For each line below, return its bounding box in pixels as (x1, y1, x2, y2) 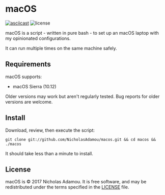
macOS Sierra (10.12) (12, 83, 57, 89)
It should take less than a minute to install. (5, 150, 93, 156)
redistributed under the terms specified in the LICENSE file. (5, 184, 129, 190)
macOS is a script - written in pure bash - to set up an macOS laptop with (5, 30, 159, 36)
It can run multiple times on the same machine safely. (5, 45, 117, 51)
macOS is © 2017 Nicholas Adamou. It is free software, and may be (5, 179, 147, 185)
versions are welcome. (5, 99, 53, 105)
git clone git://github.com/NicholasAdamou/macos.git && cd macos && (5, 137, 156, 142)
